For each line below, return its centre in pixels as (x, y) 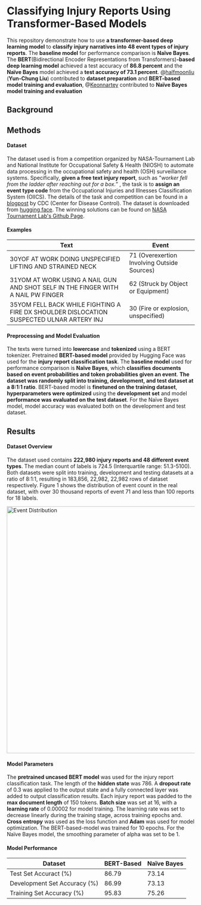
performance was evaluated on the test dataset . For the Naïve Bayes (93, 400)
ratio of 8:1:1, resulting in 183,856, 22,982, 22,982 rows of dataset (87, 479)
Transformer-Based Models (77, 24)
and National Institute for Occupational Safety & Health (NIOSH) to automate (100, 165)
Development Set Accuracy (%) (54, 883)
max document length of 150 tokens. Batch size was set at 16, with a (92, 803)
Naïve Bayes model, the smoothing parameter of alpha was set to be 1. (93, 834)
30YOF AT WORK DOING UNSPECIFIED (65, 259)
